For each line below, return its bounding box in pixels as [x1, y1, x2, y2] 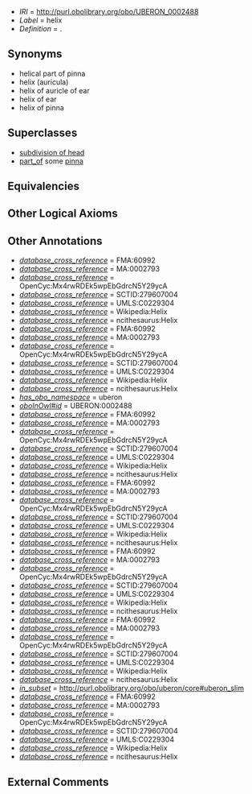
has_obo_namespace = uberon [18, 392, 123, 402]
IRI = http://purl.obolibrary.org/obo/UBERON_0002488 [18, 7, 199, 16]
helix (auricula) [18, 77, 69, 87]
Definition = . [18, 24, 63, 33]
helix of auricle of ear [18, 85, 90, 95]
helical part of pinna [18, 68, 86, 78]
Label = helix [18, 15, 63, 25]
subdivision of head [18, 147, 85, 157]
